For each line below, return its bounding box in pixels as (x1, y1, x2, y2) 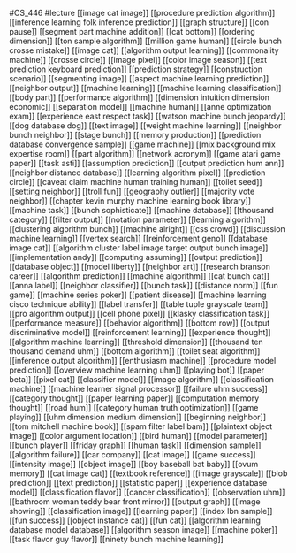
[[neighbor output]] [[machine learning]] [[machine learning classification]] (9, 83, 282, 93)
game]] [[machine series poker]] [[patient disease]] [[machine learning (9, 289, 267, 300)
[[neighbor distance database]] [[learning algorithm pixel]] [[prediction (9, 167, 266, 178)
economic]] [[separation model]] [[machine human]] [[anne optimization (9, 102, 272, 111)
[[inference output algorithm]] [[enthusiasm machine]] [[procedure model (9, 356, 277, 365)
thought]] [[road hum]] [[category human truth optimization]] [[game (9, 403, 259, 412)
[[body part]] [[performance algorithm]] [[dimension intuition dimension (9, 92, 269, 103)
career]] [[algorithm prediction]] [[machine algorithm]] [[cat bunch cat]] (9, 271, 269, 281)
